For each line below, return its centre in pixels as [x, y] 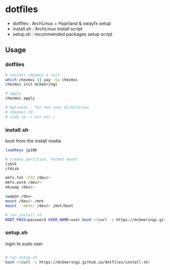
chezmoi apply [20, 98]
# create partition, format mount [42, 159]
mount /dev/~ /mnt [25, 201]
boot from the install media [33, 141]
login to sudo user [24, 244]
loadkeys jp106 [21, 150]
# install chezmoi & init [32, 75]
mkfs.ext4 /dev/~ [24, 183]
